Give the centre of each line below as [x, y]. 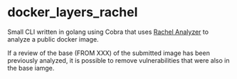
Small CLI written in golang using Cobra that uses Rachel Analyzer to [108, 32]
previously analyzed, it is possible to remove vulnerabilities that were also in [118, 60]
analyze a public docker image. [53, 39]
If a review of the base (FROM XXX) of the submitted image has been [109, 53]
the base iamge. [31, 68]
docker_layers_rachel [73, 12]
